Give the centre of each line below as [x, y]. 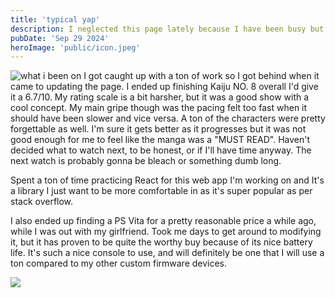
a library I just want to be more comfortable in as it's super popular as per [161, 191]
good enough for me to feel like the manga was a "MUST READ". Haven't [160, 140]
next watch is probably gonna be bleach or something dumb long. [146, 161]
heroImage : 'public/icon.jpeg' [75, 47]
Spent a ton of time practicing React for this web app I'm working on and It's [167, 180]
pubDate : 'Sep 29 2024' [60, 38]
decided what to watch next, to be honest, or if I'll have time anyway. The [161, 150]
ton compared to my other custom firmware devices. [119, 263]
